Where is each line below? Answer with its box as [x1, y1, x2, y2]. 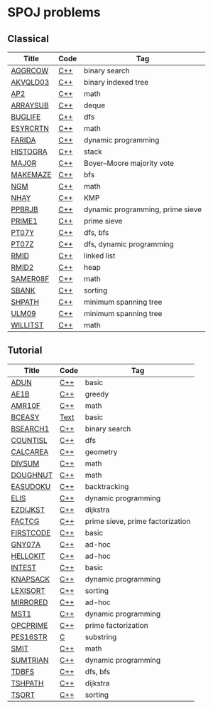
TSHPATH [11, 678, 44, 688]
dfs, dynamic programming [84, 239, 174, 249]
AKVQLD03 [11, 78, 50, 87]
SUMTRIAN [11, 655, 49, 665]
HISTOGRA [11, 147, 48, 157]
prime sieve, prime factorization [84, 516, 191, 526]
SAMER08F [11, 274, 50, 283]
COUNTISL [11, 435, 48, 445]
